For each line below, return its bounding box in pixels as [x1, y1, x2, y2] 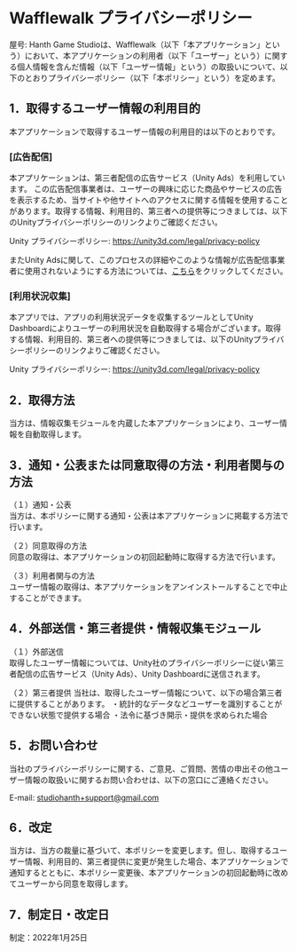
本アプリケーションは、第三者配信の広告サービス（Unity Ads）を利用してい [9, 172, 285, 183]
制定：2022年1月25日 [9, 932, 88, 943]
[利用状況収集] [9, 289, 71, 302]
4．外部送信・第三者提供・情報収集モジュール [9, 621, 262, 636]
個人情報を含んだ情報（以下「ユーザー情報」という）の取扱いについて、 [16, 61, 281, 72]
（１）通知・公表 [9, 499, 72, 510]
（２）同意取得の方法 [9, 540, 87, 551]
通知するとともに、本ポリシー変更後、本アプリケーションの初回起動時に [9, 868, 273, 878]
